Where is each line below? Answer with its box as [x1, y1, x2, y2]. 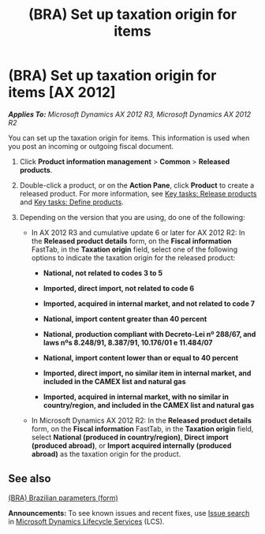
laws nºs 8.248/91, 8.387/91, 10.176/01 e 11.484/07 [43, 338, 213, 347]
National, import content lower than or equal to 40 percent [43, 353, 239, 362]
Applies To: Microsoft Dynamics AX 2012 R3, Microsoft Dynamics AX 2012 [8, 109, 252, 119]
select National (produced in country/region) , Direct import [31, 432, 229, 442]
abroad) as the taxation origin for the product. [31, 449, 181, 458]
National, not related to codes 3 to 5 [43, 268, 163, 278]
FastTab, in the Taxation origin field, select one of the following [31, 245, 238, 254]
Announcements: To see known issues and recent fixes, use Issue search [8, 508, 250, 517]
